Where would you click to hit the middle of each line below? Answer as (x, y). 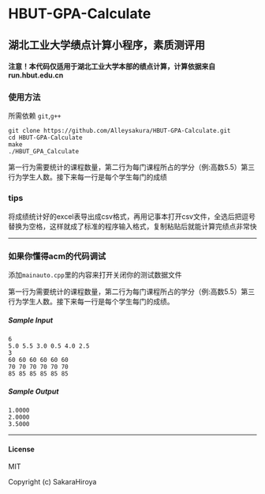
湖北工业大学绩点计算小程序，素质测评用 (106, 45)
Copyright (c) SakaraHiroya (52, 482)
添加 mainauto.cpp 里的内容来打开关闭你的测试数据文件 (95, 275)
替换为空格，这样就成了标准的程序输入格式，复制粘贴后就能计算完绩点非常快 (132, 226)
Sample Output (34, 391)
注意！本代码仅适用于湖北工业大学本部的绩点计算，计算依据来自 (112, 66)
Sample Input (31, 320)
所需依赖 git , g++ (35, 116)
